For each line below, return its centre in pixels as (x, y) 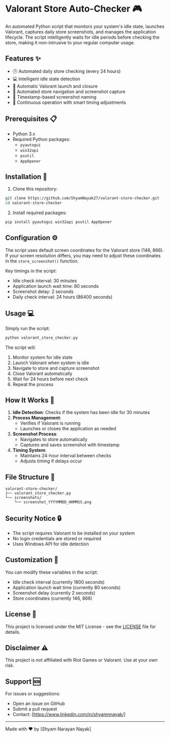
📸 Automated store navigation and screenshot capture (69, 92)
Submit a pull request (35, 709)
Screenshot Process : (35, 434)
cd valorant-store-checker (34, 203)
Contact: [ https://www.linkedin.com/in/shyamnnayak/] (69, 715)
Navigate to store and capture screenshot (56, 368)
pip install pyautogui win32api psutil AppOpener (59, 222)
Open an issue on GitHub (39, 703)
